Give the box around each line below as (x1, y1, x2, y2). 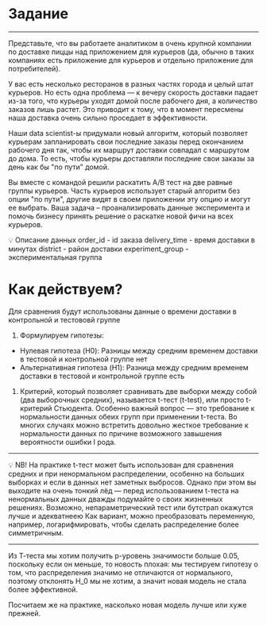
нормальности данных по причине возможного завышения (19, 428, 222, 438)
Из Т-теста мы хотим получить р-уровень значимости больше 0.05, (8, 551, 240, 560)
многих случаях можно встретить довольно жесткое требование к (19, 420, 249, 430)
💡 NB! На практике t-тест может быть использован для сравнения (8, 460, 234, 469)
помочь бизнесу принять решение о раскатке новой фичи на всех (8, 211, 234, 221)
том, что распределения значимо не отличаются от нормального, (8, 567, 233, 577)
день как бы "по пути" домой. (8, 162, 110, 172)
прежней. (8, 609, 41, 618)
